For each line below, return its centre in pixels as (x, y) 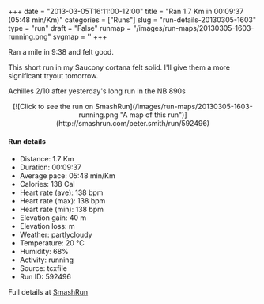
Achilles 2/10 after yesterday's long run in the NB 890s (97, 91)
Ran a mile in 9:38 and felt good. (61, 52)
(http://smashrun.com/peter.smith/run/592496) (133, 123)
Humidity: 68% (44, 252)
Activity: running (46, 260)
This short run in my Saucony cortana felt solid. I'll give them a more (119, 67)
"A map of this (143, 115)
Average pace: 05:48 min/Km (68, 176)
